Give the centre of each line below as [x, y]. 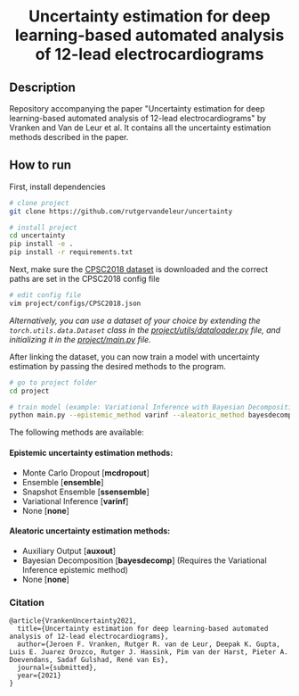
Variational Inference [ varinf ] [75, 501]
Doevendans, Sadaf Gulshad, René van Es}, [89, 660]
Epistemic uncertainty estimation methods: [91, 452]
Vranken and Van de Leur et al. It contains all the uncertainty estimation [140, 128]
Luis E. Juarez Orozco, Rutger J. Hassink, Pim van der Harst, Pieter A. [149, 652]
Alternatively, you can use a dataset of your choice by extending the [135, 320]
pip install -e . [41, 244]
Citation [27, 602]
